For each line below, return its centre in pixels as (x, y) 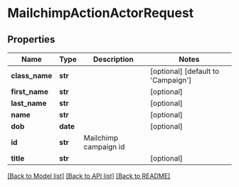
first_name (30, 92)
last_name (29, 103)
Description (113, 59)
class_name (32, 76)
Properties (31, 39)
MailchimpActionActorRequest (101, 13)
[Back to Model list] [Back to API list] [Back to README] (89, 176)
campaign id (104, 147)
